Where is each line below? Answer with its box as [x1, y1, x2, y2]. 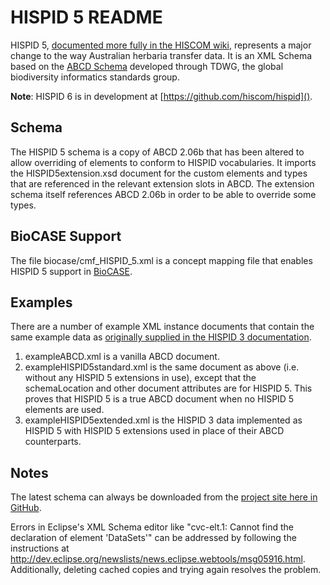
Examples [10, 294, 73, 311]
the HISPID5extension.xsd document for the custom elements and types [10, 167, 308, 179]
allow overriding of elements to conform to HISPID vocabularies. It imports [10, 156, 317, 168]
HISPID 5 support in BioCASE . [10, 265, 133, 277]
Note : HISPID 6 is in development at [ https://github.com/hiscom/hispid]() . [10, 90, 313, 102]
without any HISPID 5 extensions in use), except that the [24, 372, 257, 384]
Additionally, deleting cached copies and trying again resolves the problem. [10, 564, 322, 576]
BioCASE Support [10, 228, 122, 245]
